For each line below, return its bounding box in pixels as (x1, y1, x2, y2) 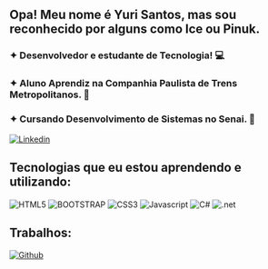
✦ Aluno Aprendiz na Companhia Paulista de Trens (9, 77, 238, 90)
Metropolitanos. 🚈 (9, 88, 91, 101)
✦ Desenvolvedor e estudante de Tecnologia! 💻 (9, 49, 225, 62)
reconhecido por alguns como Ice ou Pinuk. (9, 22, 261, 37)
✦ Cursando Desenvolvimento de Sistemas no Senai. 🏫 (9, 113, 256, 125)
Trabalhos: (9, 225, 73, 241)
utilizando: (9, 174, 72, 189)
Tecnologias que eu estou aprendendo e (9, 159, 243, 175)
